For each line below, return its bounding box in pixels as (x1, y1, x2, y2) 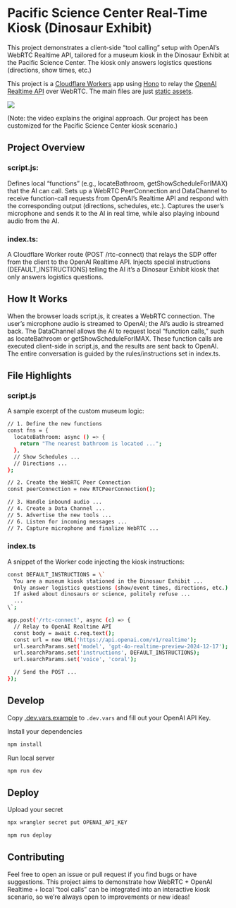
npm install (7, 741, 42, 748)
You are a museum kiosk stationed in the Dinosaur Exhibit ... (13, 577, 203, 585)
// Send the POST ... (13, 669, 77, 676)
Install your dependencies (7, 727, 82, 735)
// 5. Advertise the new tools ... (7, 511, 112, 519)
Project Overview (7, 142, 85, 154)
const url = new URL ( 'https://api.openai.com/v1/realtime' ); (13, 636, 197, 643)
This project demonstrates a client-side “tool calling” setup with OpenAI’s (7, 43, 220, 52)
